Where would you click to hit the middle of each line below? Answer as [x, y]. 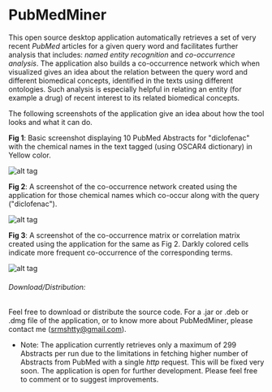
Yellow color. [30, 155]
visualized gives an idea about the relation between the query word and [128, 71]
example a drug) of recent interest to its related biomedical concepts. [124, 97]
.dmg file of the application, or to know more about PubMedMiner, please [131, 321]
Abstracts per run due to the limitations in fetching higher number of [134, 354]
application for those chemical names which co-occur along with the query [134, 195]
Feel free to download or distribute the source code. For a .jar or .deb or [129, 312]
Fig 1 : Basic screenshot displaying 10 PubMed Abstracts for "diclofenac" [129, 138]
